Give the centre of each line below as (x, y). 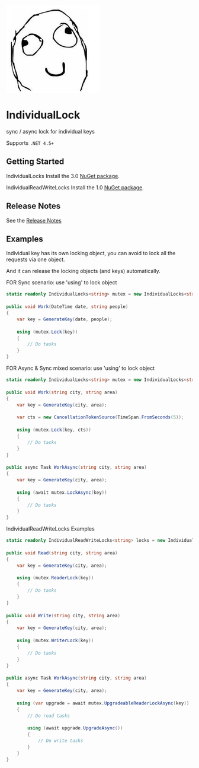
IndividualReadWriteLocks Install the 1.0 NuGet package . (75, 187)
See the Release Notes (34, 220)
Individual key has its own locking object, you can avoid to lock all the (91, 253)
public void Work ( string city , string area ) (62, 392)
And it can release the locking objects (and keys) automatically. (84, 271)
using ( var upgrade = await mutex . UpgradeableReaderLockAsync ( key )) (103, 703)
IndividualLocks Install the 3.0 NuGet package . (63, 176)
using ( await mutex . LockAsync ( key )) (62, 492)
